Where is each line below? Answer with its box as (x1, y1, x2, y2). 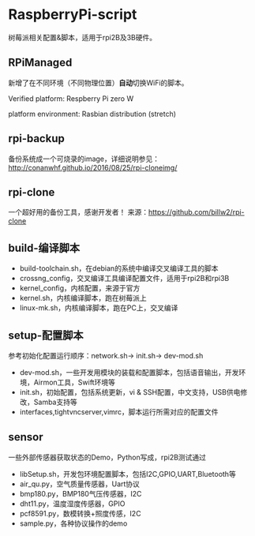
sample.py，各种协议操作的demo (19, 519, 128, 528)
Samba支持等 (33, 397, 77, 407)
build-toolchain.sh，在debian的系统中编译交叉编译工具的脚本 (19, 264, 219, 273)
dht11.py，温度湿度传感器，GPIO (19, 499, 126, 508)
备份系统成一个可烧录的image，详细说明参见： (8, 154, 160, 163)
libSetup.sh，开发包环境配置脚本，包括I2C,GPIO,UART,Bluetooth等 (19, 469, 237, 478)
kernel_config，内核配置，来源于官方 (19, 283, 141, 293)
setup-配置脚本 (8, 328, 84, 342)
